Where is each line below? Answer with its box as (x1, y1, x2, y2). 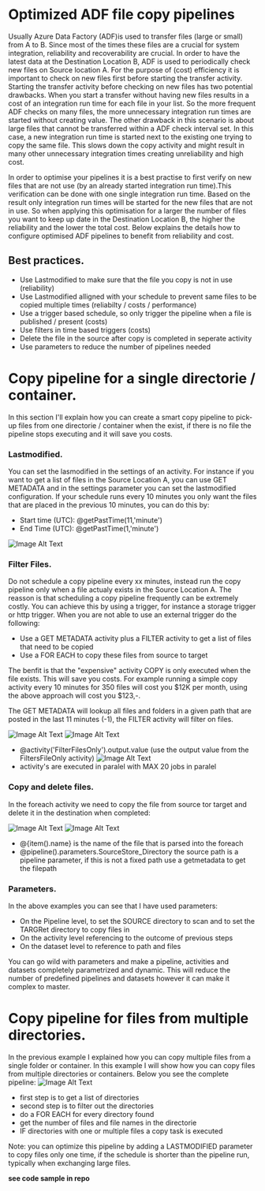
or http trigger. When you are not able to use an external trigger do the (8, 610, 237, 620)
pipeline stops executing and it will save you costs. (8, 429, 174, 438)
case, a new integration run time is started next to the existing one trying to (8, 132, 252, 141)
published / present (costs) (19, 317, 108, 326)
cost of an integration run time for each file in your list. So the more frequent (8, 99, 256, 108)
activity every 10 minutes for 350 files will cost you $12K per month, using (8, 683, 248, 692)
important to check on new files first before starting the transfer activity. (8, 73, 243, 83)
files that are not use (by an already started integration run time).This (8, 181, 232, 190)
